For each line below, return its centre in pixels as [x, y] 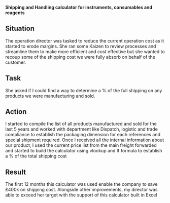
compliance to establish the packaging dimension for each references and [83, 135]
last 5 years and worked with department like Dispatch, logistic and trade [82, 129]
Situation [20, 29]
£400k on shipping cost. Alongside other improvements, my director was [82, 190]
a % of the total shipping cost [36, 156]
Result [16, 172]
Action [16, 112]
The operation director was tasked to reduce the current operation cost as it [84, 40]
